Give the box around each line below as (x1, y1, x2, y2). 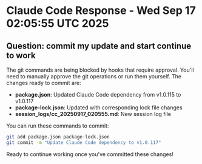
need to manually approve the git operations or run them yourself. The (6, 73, 182, 80)
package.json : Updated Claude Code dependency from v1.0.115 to (15, 91, 181, 98)
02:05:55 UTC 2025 (6, 16, 109, 30)
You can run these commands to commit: (6, 122, 109, 129)
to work (6, 50, 36, 61)
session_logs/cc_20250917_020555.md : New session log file (15, 111, 172, 117)
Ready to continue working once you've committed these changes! (6, 150, 174, 158)
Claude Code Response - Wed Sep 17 (6, 4, 196, 18)
